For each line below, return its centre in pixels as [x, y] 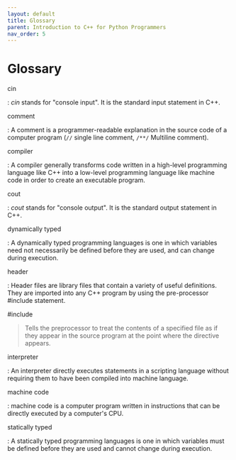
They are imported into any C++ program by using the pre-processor [108, 293]
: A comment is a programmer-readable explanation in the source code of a [117, 130]
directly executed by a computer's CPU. [66, 414]
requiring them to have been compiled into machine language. [98, 378]
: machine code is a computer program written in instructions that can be [114, 406]
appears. [38, 343]
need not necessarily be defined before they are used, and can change [111, 250]
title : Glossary [31, 21]
